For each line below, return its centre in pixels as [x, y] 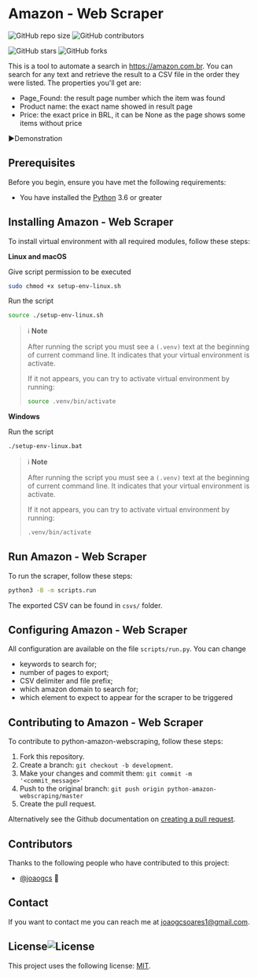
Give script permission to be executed [70, 272]
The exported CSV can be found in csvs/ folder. [85, 605]
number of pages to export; [64, 672]
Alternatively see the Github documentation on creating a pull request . [122, 819]
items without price [51, 123]
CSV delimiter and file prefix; [66, 681]
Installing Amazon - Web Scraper [91, 222]
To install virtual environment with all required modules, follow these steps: [129, 241]
